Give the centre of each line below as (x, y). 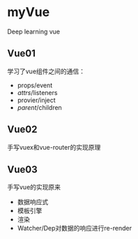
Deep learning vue (34, 31)
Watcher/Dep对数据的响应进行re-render (75, 229)
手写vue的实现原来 (34, 187)
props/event (35, 85)
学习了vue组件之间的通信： (46, 71)
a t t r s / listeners (37, 92)
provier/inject (36, 100)
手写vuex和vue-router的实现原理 (54, 147)
